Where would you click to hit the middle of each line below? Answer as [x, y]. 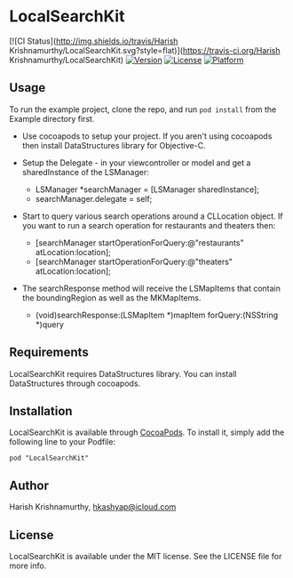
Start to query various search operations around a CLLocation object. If [153, 216]
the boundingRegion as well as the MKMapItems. [111, 297]
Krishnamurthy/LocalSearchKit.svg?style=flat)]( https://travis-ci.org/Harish [145, 50]
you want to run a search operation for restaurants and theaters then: [149, 225]
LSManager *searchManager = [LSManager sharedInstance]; [147, 189]
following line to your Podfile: [63, 442]
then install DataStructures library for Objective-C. [114, 145]
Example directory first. [52, 118]
